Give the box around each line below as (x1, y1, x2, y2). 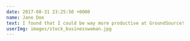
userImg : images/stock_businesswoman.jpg (6, 25, 112, 32)
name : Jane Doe (6, 14, 45, 20)
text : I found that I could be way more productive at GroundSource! (6, 20, 185, 26)
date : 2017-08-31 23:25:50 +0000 (6, 8, 90, 15)
